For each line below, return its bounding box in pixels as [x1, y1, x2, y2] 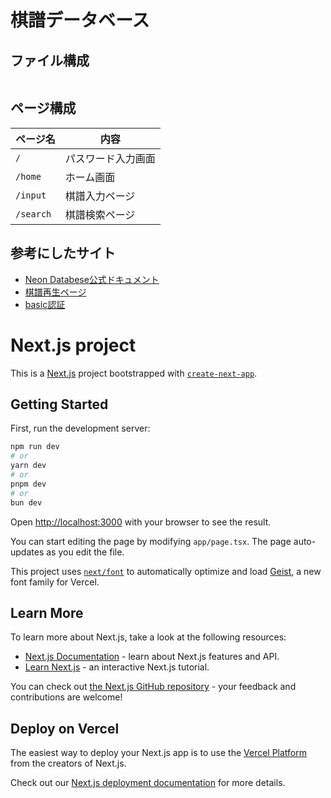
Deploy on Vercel [10, 720, 120, 737]
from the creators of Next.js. [10, 757, 127, 770]
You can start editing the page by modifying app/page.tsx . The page [10, 535, 292, 547]
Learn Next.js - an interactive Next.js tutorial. [24, 661, 210, 673]
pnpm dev [10, 479, 47, 489]
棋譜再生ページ [24, 286, 87, 298]
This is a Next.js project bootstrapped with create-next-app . [10, 367, 258, 379]
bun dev [10, 497, 43, 508]
